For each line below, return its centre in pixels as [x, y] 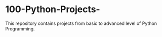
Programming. [20, 28]
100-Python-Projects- [53, 9]
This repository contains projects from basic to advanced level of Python [81, 23]
